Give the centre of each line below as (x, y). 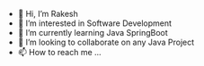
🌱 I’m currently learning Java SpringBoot (93, 33)
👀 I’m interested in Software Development (95, 23)
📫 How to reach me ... (59, 52)
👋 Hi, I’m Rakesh (48, 14)
